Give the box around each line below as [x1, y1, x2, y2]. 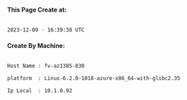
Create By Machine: [7, 41, 66, 49]
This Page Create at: [7, 5, 67, 14]
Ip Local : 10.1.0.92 [7, 88, 72, 95]
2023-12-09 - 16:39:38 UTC [7, 27, 85, 34]
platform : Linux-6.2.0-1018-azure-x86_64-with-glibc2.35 [7, 75, 181, 82]
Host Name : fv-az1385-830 [7, 62, 85, 70]
